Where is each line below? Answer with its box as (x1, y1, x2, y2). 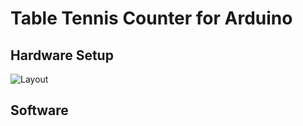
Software (10, 102, 69, 119)
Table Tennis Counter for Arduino (10, 7, 293, 30)
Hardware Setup (10, 47, 114, 64)
